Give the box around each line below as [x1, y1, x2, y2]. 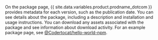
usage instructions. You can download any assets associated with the [5, 19, 144, 25]
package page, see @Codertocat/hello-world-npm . [5, 30, 108, 35]
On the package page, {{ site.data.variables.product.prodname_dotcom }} [5, 4, 153, 10]
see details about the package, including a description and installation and [5, 14, 154, 20]
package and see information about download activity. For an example [5, 25, 145, 30]
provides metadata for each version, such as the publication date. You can [5, 9, 154, 15]
